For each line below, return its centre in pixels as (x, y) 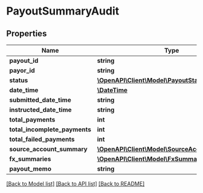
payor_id (22, 70)
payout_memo (30, 169)
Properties (27, 34)
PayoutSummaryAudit (63, 11)
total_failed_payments (42, 139)
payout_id (24, 61)
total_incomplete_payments (50, 129)
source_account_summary (48, 149)
